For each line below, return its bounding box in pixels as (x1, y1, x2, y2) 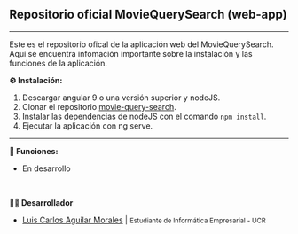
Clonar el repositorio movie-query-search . (21, 101, 176, 112)
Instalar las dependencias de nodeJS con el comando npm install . (21, 111, 267, 121)
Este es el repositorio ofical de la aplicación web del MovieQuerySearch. (9, 39, 274, 50)
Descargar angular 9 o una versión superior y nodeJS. (21, 92, 221, 103)
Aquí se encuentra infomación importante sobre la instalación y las (9, 48, 253, 58)
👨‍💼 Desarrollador (9, 197, 74, 207)
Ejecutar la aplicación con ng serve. (21, 120, 153, 131)
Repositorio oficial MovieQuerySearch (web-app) (9, 7, 287, 22)
